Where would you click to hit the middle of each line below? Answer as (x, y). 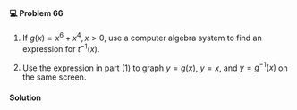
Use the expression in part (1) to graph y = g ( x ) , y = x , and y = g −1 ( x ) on (155, 67)
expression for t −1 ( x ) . (61, 47)
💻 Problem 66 (36, 13)
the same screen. (54, 77)
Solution (25, 97)
